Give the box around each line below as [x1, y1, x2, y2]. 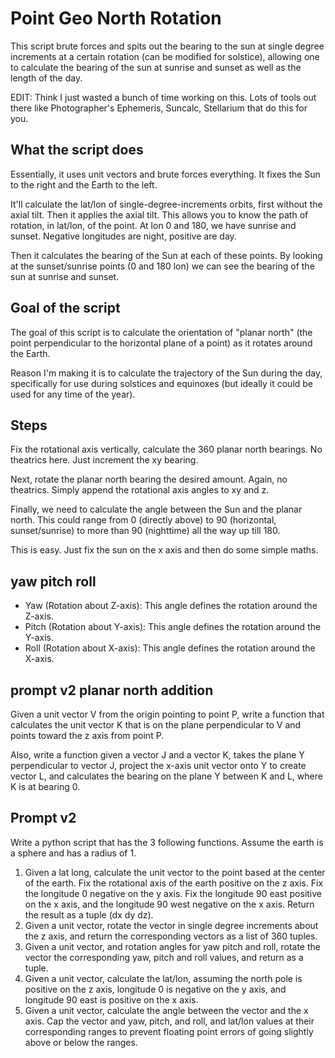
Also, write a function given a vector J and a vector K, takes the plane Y [10, 749, 305, 761]
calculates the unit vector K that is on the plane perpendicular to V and [10, 719, 302, 731]
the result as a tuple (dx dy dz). [24, 908, 154, 921]
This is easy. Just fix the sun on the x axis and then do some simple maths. [10, 544, 319, 556]
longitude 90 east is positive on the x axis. [24, 993, 199, 1006]
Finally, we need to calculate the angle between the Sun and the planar [10, 503, 303, 516]
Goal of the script [10, 300, 121, 317]
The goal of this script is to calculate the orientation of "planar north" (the [10, 326, 313, 338]
